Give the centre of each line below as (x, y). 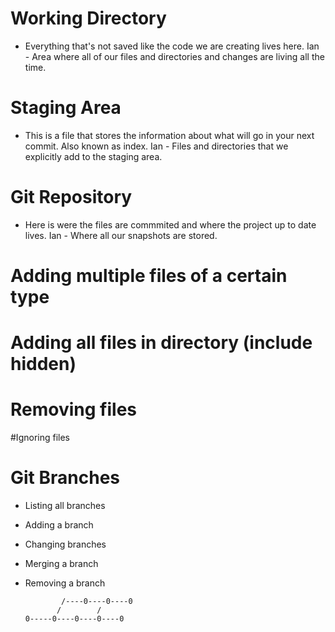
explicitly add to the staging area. (93, 156)
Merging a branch (61, 564)
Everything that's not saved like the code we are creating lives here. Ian (172, 46)
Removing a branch (65, 583)
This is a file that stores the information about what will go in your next (169, 135)
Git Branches (65, 478)
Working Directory (88, 18)
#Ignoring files (40, 438)
